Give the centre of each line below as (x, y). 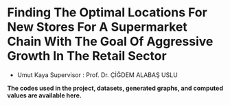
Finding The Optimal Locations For (107, 13)
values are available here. (45, 95)
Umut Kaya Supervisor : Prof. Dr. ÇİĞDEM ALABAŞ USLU (97, 75)
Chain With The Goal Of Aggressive (110, 42)
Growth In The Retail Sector (87, 56)
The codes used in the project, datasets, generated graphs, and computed (115, 88)
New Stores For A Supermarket (97, 27)
